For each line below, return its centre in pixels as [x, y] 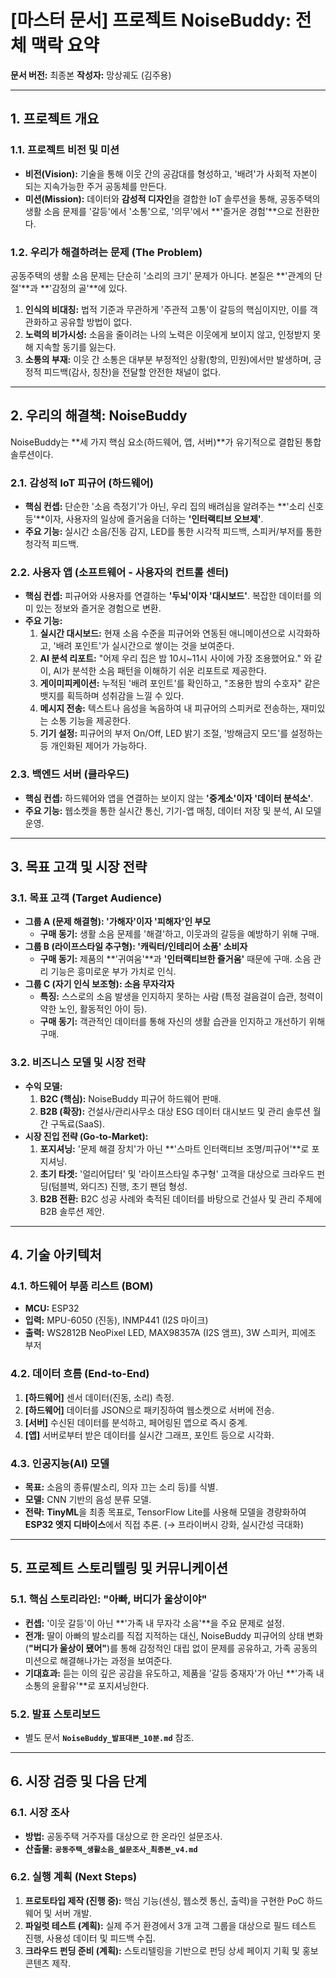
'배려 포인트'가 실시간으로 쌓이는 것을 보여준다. [144, 646]
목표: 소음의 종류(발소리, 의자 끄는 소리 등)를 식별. [121, 1487]
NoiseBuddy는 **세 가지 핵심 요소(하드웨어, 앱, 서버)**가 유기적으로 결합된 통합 [166, 442]
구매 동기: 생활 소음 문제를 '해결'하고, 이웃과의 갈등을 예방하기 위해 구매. [179, 934]
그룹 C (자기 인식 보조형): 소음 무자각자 [99, 984]
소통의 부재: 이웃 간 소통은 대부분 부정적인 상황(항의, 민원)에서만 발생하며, [168, 359]
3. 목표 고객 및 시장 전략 [79, 867]
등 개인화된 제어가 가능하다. [93, 746]
